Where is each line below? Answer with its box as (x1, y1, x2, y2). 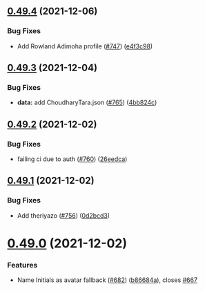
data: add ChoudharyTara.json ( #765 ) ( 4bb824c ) (17, 98, 157, 106)
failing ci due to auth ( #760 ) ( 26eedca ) (17, 155, 128, 163)
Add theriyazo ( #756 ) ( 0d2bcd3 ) (17, 211, 110, 220)
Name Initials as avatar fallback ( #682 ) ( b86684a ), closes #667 (17, 276, 198, 284)
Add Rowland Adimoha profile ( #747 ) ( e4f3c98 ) (17, 41, 153, 50)
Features (7, 260, 38, 270)
